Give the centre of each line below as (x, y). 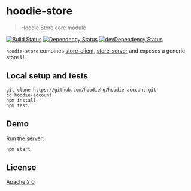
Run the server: (25, 138)
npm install (21, 100)
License (21, 167)
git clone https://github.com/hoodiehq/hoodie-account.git (81, 90)
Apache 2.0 (20, 182)
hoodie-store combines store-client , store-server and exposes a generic (96, 51)
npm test (17, 105)
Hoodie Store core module (53, 28)
